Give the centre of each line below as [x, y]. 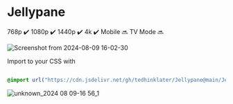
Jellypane [36, 12]
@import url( [26, 80]
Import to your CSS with [42, 61]
